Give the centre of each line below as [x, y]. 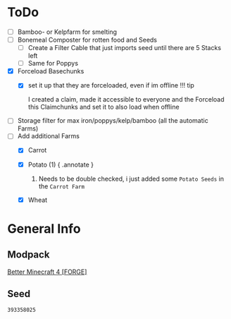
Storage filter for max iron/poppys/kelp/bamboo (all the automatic [113, 121]
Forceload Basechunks [51, 71]
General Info [44, 228]
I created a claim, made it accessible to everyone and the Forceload [126, 100]
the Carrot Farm [62, 186]
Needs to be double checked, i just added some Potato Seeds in [131, 179]
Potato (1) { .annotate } [61, 164]
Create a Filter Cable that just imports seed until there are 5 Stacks [125, 48]
